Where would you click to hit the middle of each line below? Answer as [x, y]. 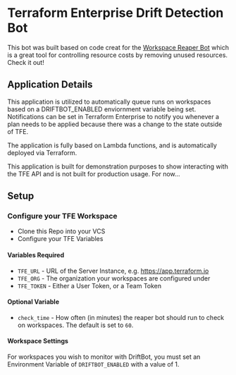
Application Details [50, 85]
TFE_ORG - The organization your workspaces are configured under [114, 278]
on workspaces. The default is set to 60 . [75, 325]
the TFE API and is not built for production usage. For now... [94, 173]
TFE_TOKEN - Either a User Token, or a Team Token [89, 285]
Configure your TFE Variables [60, 239]
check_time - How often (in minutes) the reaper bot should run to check [120, 317]
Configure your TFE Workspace [62, 216]
